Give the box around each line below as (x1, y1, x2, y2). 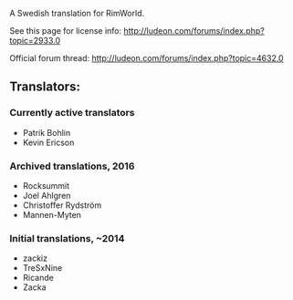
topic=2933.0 (9, 36, 61, 46)
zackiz (22, 253, 48, 264)
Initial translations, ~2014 (9, 232, 125, 244)
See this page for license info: (9, 26, 122, 36)
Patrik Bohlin (22, 127, 71, 138)
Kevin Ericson (22, 137, 75, 148)
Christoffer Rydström (22, 200, 102, 211)
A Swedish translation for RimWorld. (9, 8, 145, 18)
